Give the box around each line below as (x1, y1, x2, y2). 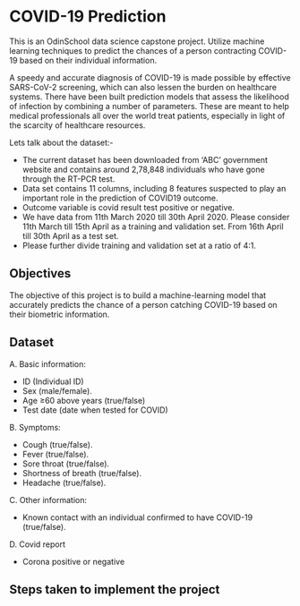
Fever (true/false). (21, 448, 90, 459)
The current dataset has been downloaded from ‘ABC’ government (21, 154, 269, 165)
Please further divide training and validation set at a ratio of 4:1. (21, 240, 257, 251)
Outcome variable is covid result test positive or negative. (21, 201, 236, 212)
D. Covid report (9, 539, 65, 550)
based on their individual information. (19, 55, 158, 65)
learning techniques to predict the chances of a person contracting (9, 45, 257, 55)
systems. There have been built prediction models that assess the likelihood (9, 91, 289, 102)
